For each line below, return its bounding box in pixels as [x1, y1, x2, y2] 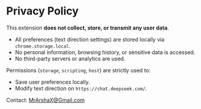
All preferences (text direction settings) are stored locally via [14, 36, 165, 43]
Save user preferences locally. [14, 78, 90, 86]
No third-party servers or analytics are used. [14, 55, 125, 62]
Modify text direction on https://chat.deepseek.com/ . [14, 84, 148, 92]
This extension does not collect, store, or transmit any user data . [6, 24, 169, 31]
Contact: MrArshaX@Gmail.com [6, 96, 85, 104]
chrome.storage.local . [14, 42, 71, 49]
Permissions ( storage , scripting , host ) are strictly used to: [6, 66, 151, 73]
